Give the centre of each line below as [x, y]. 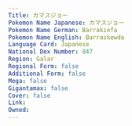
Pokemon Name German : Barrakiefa [63, 30]
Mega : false [27, 81]
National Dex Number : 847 [50, 52]
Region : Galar [31, 59]
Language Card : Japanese [49, 45]
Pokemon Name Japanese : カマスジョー [66, 23]
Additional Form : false [47, 74]
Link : [17, 103]
